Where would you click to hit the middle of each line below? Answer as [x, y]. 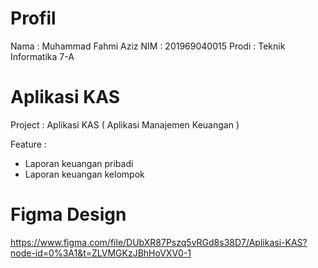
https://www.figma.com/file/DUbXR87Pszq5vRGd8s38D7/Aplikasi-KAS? [159, 242]
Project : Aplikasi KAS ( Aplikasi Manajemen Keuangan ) [125, 124]
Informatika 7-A [42, 56]
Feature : [28, 144]
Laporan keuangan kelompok [84, 174]
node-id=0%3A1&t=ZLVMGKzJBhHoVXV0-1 [101, 253]
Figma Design [68, 214]
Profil [33, 18]
